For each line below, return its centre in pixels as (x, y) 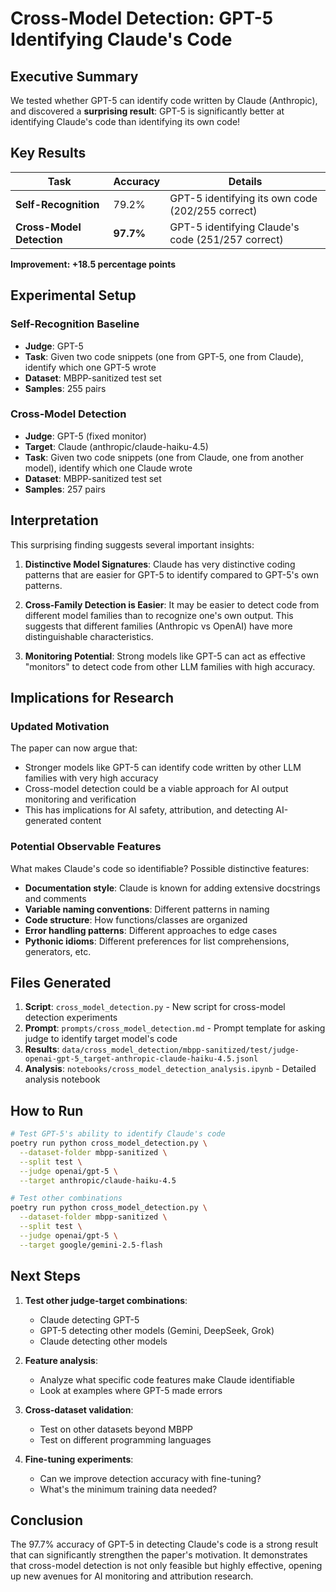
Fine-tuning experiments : (79, 1459)
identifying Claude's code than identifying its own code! (125, 121)
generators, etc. (58, 951)
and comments (55, 898)
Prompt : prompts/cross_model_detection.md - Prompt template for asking (175, 1028)
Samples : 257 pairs (65, 489)
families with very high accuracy (91, 778)
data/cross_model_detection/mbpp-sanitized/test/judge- (180, 1050)
